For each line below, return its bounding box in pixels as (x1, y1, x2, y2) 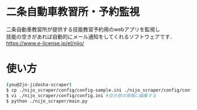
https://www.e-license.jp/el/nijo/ (6, 39, 84, 47)
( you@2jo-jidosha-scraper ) (6, 81, 72, 88)
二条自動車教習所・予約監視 (6, 5, 140, 19)
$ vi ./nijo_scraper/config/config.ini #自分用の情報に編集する (6, 92, 157, 98)
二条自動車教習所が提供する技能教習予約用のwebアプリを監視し (6, 26, 160, 33)
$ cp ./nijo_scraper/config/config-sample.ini (6, 87, 122, 93)
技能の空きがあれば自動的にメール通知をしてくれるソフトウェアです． (6, 33, 175, 40)
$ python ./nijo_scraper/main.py (6, 98, 88, 104)
